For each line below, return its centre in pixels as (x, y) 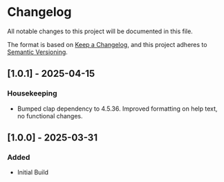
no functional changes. (50, 116)
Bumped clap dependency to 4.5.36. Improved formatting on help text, (117, 109)
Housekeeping (32, 93)
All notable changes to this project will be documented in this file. (100, 31)
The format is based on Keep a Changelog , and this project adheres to (107, 44)
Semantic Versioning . (37, 52)
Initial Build (33, 172)
